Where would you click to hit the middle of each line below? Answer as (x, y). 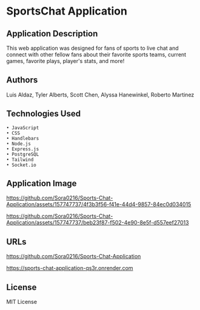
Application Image (42, 184)
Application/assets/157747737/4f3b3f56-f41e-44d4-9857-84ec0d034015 (99, 204)
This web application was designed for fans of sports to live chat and (92, 48)
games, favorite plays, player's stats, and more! (65, 61)
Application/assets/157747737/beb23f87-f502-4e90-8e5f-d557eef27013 (98, 223)
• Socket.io (21, 165)
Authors (22, 80)
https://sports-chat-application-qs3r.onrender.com (70, 268)
